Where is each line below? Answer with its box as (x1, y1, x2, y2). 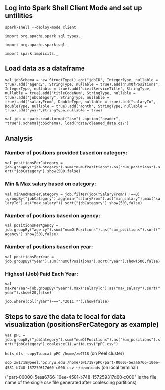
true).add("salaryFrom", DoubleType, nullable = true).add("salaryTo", (5, 99, 156, 104)
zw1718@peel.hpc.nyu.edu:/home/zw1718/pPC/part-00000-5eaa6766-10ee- (14, 360, 161, 365)
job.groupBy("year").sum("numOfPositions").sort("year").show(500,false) (5, 259, 161, 264)
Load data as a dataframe (5, 64, 85, 73)
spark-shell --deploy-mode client (5, 25, 77, 30)
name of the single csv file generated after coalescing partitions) (5, 379, 137, 386)
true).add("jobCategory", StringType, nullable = (5, 95, 110, 100)
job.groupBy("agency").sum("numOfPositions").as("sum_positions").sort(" (5, 227, 161, 232)
